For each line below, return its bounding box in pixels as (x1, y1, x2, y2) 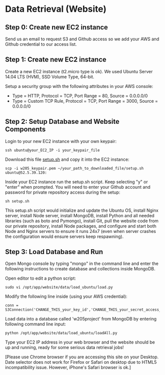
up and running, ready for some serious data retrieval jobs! (5, 345, 124, 350)
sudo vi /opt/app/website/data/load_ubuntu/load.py (5, 285, 113, 290)
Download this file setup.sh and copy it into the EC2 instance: (5, 156, 130, 162)
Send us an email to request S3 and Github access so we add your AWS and (5, 36, 160, 42)
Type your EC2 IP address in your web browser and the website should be (5, 339, 155, 345)
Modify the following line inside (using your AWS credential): (5, 293, 128, 299)
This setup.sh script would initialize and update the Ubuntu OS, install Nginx (5, 207, 159, 213)
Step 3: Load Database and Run (5, 248, 103, 256)
